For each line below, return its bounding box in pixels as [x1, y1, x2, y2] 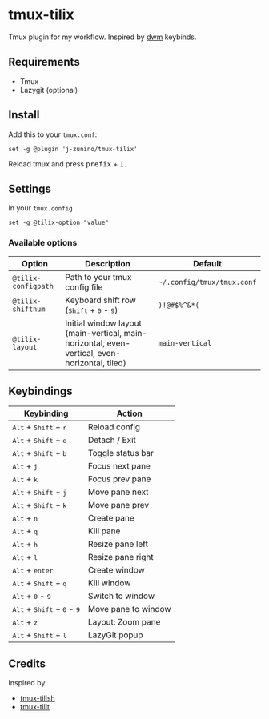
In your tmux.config [8, 203, 74, 213]
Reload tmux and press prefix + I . [8, 158, 126, 169]
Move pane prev [87, 500, 150, 511]
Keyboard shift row [65, 294, 136, 306]
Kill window [87, 577, 131, 589]
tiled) [106, 358, 126, 369]
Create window [87, 565, 146, 576]
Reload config [87, 421, 141, 433]
